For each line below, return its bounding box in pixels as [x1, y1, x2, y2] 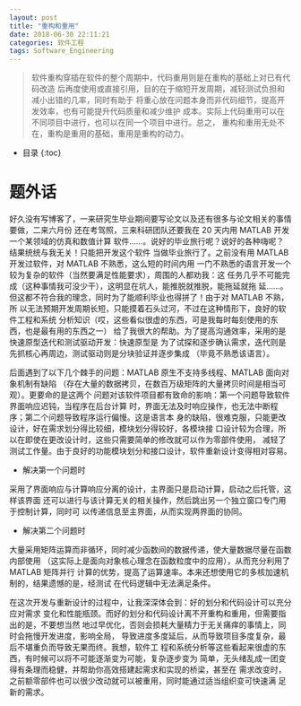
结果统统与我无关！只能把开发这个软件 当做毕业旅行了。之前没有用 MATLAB [9, 248, 289, 258]
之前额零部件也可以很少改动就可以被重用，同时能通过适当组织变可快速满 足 [9, 675, 287, 686]
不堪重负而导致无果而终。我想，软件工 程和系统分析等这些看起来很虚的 [16, 642, 279, 653]
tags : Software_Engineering [9, 47, 115, 56]
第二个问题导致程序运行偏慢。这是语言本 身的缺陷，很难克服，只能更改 [24, 412, 287, 423]
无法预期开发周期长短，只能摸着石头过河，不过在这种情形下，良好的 [26, 303, 279, 314]
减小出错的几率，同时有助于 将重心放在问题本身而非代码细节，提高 [30, 95, 278, 106]
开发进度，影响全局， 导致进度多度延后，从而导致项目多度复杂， [39, 631, 279, 641]
